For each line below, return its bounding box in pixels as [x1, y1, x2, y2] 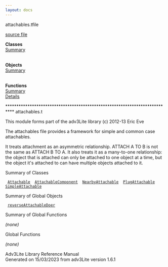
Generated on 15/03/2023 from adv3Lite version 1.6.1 [5, 256, 116, 262]
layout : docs [5, 7, 33, 13]
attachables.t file [5, 21, 39, 27]
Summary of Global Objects [5, 193, 63, 199]
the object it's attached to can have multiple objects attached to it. [5, 160, 143, 166]
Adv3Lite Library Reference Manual [5, 251, 79, 257]
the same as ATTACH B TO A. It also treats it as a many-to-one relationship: [5, 149, 162, 155]
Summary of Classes [5, 169, 49, 175]
